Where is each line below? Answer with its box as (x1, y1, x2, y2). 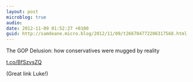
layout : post (6, 8, 39, 15)
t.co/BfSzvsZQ (6, 59, 42, 66)
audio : (6, 20, 23, 26)
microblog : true (6, 14, 46, 20)
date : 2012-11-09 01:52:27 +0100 (6, 25, 89, 31)
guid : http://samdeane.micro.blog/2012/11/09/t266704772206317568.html (6, 31, 187, 37)
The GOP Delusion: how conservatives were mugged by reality (6, 47, 160, 54)
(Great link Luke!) (6, 70, 49, 77)
